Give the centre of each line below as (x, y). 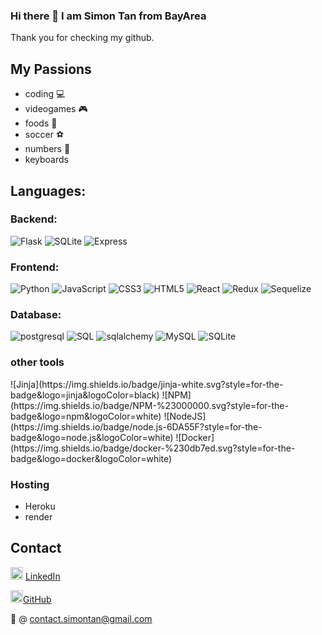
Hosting (30, 484)
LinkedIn (42, 576)
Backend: (34, 219)
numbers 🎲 (47, 149)
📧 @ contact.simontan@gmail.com (81, 618)
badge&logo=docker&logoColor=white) (91, 458)
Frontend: (35, 267)
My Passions (51, 69)
